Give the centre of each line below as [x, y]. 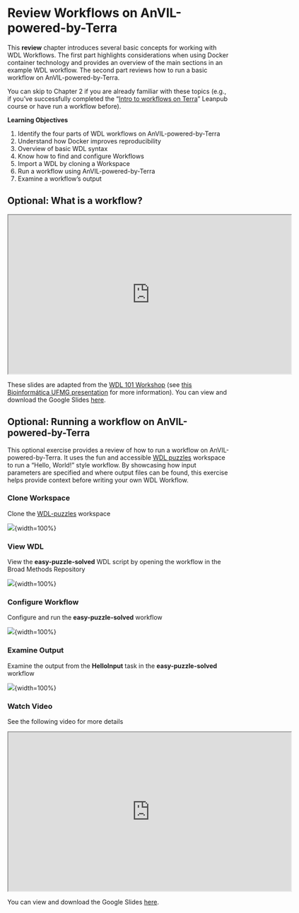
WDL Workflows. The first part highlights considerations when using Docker [118, 55]
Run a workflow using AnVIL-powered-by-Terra [86, 171]
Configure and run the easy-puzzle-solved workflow [85, 617]
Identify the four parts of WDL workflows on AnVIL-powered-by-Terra [119, 133]
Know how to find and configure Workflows [81, 156]
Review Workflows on [72, 13]
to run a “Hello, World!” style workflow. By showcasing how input [102, 465]
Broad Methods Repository [46, 569]
